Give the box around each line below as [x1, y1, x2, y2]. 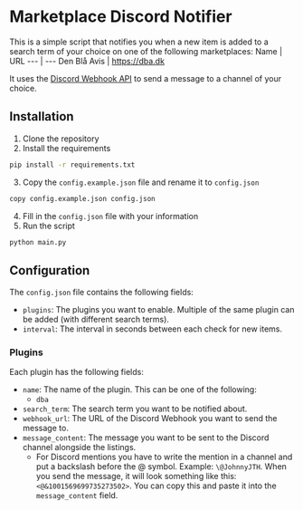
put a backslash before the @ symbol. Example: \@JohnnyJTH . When [35, 461, 288, 472]
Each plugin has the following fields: [9, 367, 145, 378]
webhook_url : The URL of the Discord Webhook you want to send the [22, 413, 278, 424]
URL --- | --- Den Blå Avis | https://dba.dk [9, 55, 166, 66]
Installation [9, 109, 74, 124]
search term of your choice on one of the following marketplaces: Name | [9, 45, 283, 56]
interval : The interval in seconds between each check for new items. [22, 323, 283, 334]
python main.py [9, 237, 67, 246]
